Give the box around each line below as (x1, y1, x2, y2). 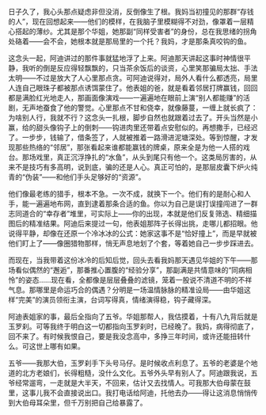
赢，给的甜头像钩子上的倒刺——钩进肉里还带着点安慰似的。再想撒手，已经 (8, 123, 251, 132)
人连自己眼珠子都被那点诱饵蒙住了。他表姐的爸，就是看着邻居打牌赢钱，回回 (8, 83, 258, 93)
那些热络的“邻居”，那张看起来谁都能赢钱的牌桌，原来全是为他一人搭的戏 (14, 143, 251, 152)
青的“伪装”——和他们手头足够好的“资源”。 (8, 173, 146, 181)
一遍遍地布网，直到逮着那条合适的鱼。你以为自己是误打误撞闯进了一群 (28, 199, 258, 208)
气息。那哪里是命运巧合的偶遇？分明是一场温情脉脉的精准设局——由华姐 (8, 285, 244, 295)
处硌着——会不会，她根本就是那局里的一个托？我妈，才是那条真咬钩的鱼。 (8, 36, 251, 46)
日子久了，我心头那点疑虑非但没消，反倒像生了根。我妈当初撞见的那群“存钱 (8, 7, 255, 16)
